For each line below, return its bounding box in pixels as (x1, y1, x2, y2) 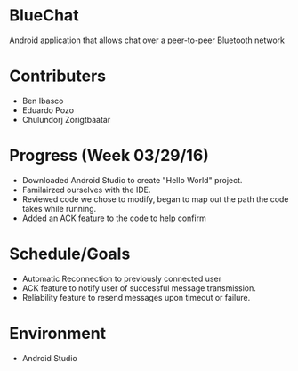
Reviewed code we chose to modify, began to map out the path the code (21, 193, 289, 205)
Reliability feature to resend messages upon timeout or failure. (21, 292, 251, 302)
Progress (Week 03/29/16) (9, 146, 209, 165)
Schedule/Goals (9, 244, 131, 263)
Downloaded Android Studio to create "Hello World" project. (21, 174, 243, 185)
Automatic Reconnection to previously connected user (21, 273, 222, 284)
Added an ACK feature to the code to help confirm (21, 213, 206, 223)
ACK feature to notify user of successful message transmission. (21, 282, 256, 294)
